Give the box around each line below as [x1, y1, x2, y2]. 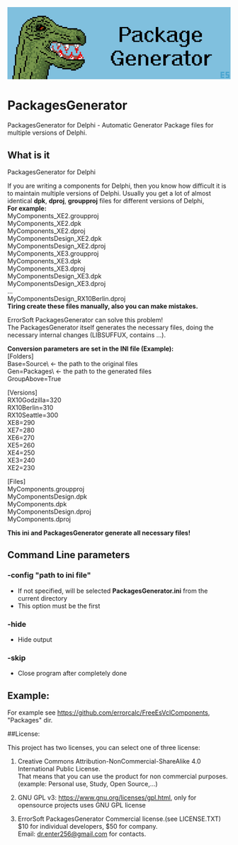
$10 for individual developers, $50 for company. [17, 822, 158, 831]
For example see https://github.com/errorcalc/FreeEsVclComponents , [7, 708, 210, 717]
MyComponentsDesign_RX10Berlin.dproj [7, 295, 126, 303]
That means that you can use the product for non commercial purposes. [17, 772, 228, 781]
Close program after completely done [17, 669, 127, 678]
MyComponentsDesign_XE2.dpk [7, 234, 102, 243]
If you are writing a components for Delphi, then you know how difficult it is [7, 181, 227, 191]
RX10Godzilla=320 [7, 396, 62, 404]
